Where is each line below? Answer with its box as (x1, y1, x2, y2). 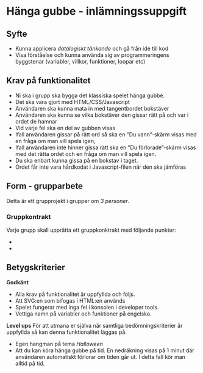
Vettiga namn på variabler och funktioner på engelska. (15, 310, 152, 317)
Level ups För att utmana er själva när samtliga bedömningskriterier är (6, 322, 183, 329)
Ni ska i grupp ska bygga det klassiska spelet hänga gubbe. (15, 92, 165, 99)
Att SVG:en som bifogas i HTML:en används (15, 297, 126, 304)
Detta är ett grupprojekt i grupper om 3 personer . (6, 197, 130, 204)
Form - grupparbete (6, 181, 84, 191)
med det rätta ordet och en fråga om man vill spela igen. (15, 150, 157, 157)
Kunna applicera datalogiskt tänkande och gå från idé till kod (15, 45, 169, 52)
